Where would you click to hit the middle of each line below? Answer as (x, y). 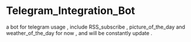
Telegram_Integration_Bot (71, 11)
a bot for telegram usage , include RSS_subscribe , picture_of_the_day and (96, 27)
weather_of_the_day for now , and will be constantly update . (79, 33)
